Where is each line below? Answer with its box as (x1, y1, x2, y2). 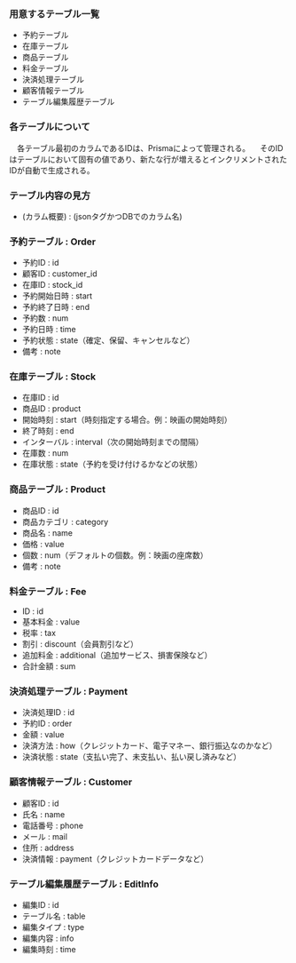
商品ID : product (21, 403, 82, 414)
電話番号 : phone (21, 820, 84, 831)
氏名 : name (21, 808, 66, 819)
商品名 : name (21, 527, 74, 538)
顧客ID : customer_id (21, 268, 97, 279)
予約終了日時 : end (21, 302, 90, 313)
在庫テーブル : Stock (9, 370, 97, 383)
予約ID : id (21, 258, 59, 268)
